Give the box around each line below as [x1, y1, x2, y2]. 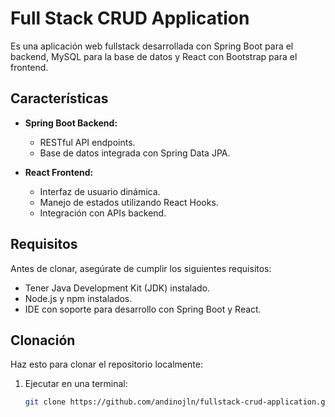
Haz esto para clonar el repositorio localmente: [10, 358, 203, 371]
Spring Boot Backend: [24, 117, 118, 129]
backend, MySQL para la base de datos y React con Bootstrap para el [10, 50, 298, 62]
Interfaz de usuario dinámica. [39, 185, 161, 197]
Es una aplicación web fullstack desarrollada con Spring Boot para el [10, 40, 294, 52]
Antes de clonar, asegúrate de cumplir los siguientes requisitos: [10, 262, 272, 274]
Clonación [10, 332, 76, 349]
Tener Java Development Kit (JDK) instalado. [24, 282, 211, 294]
